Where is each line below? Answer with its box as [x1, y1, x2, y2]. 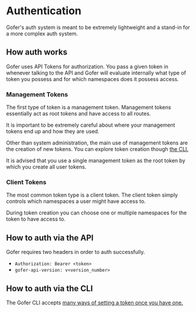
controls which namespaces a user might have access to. [6, 198, 146, 205]
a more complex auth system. [6, 30, 79, 37]
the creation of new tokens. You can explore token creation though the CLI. [6, 146, 189, 153]
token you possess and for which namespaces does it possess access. [6, 75, 179, 82]
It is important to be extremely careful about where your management [6, 121, 175, 128]
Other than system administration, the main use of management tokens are [6, 139, 188, 146]
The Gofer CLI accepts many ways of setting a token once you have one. [6, 299, 184, 306]
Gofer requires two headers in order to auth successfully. [6, 249, 145, 256]
